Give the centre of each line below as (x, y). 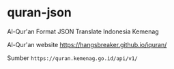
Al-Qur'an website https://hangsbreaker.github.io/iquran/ (87, 44)
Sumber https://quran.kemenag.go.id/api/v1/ (73, 58)
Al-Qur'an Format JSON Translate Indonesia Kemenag (83, 31)
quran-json (39, 13)
